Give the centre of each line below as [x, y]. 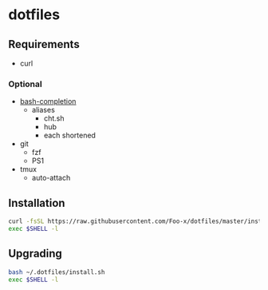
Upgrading [35, 254]
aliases [43, 110]
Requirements [44, 44]
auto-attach [51, 178]
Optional [25, 84]
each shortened [69, 135]
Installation [37, 203]
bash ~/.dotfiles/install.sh [57, 272]
